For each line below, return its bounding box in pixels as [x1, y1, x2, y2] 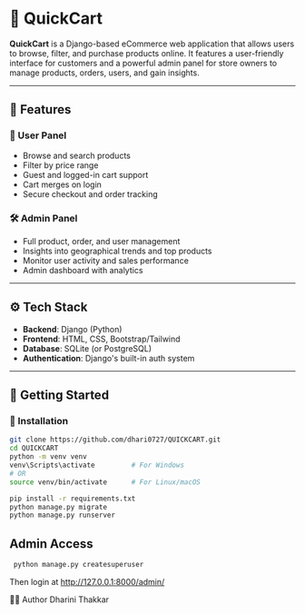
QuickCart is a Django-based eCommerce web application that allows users [9, 38, 295, 49]
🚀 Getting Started [9, 388, 110, 403]
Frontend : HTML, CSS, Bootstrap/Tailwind [22, 333, 181, 344]
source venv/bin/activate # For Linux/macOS [9, 477, 202, 487]
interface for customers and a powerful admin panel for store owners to [9, 57, 278, 68]
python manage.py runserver [9, 510, 116, 520]
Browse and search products [22, 150, 132, 161]
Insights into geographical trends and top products [22, 245, 212, 256]
